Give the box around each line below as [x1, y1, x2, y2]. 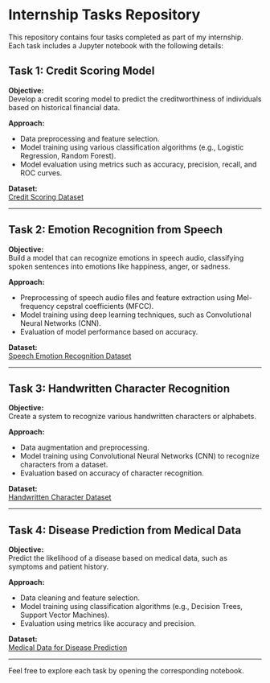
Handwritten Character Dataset [8, 492, 112, 502]
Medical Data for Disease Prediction [8, 643, 128, 652]
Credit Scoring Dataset [8, 191, 84, 202]
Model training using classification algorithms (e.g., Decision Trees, [19, 602, 243, 611]
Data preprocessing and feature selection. [19, 134, 160, 143]
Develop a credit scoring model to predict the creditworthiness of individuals [8, 94, 262, 104]
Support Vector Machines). [19, 610, 110, 620]
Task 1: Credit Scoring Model [8, 64, 155, 78]
